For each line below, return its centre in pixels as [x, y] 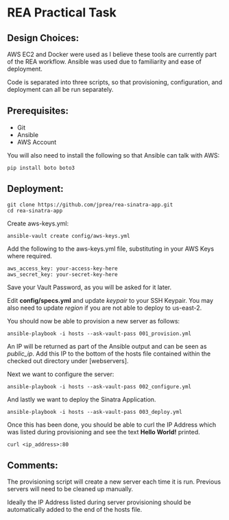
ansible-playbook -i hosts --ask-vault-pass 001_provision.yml [99, 334]
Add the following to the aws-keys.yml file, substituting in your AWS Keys [111, 249]
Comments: [33, 466]
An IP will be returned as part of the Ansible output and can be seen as [107, 346]
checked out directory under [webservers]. [68, 360]
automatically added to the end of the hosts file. [75, 510]
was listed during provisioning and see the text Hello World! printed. [104, 432]
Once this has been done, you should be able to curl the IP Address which [112, 424]
